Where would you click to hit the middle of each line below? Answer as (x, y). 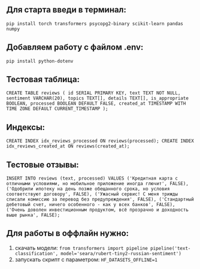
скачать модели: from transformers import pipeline (81, 247)
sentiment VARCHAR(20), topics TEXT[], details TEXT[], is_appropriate (97, 98)
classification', (37, 253)
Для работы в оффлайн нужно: (68, 233)
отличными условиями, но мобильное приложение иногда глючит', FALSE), (97, 184)
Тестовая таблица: (43, 79)
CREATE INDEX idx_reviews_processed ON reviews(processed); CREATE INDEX (100, 141)
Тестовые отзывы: (43, 164)
